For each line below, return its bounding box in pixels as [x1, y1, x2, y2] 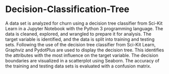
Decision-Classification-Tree [5, 4, 130, 15]
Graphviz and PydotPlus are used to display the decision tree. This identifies [5, 47, 164, 53]
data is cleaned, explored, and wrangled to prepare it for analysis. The [5, 31, 152, 37]
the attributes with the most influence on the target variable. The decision [5, 52, 158, 58]
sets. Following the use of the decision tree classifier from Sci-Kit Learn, [5, 41, 156, 47]
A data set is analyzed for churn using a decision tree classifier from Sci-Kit [5, 20, 163, 26]
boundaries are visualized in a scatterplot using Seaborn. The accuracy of [5, 57, 159, 63]
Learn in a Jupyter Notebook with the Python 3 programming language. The [5, 25, 163, 31]
